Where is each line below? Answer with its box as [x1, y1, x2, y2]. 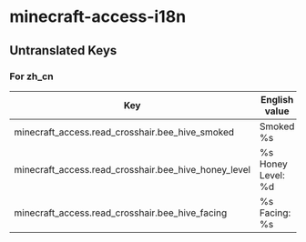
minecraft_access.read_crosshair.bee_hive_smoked [14, 126, 235, 138]
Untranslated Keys [9, 43, 117, 58]
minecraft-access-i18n [9, 6, 187, 27]
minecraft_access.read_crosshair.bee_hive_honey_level [14, 163, 251, 176]
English [260, 93, 294, 106]
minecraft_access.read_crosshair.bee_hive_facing [14, 207, 228, 219]
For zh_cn [9, 70, 54, 83]
